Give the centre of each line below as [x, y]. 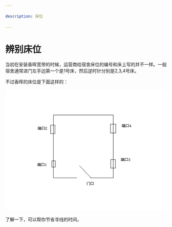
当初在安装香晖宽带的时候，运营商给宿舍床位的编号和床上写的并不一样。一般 [86, 65]
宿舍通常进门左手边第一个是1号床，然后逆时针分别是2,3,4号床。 [72, 71]
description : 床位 [24, 16]
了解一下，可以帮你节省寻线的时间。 [44, 220]
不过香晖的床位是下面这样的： [37, 82]
